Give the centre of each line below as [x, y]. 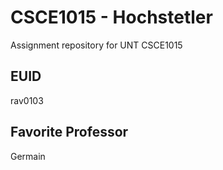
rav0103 [27, 100]
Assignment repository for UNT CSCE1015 [96, 45]
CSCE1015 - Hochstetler [111, 17]
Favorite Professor [69, 132]
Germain [28, 156]
